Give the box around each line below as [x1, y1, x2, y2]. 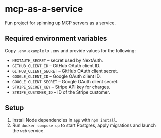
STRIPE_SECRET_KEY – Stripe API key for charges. [12, 84, 111, 90]
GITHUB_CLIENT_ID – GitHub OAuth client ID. [12, 62, 101, 68]
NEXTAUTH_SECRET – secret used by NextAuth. [12, 57, 103, 63]
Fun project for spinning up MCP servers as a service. [5, 20, 116, 26]
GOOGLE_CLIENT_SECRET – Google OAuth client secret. [12, 78, 119, 84]
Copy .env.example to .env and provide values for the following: [5, 47, 136, 53]
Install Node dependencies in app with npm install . [12, 117, 118, 123]
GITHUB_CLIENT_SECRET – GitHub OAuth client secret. [12, 68, 118, 74]
